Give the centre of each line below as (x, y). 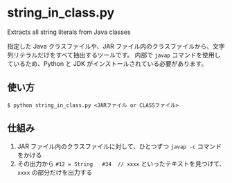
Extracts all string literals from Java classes (69, 32)
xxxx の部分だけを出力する (55, 172)
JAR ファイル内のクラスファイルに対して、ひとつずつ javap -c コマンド (119, 146)
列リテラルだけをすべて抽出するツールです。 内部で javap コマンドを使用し (114, 55)
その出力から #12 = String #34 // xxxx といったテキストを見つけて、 (121, 164)
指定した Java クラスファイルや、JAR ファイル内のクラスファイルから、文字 (116, 46)
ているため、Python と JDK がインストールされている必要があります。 (107, 63)
